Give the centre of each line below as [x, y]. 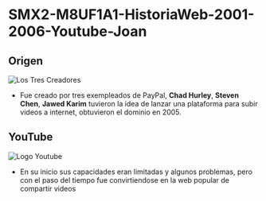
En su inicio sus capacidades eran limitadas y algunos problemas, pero [136, 172]
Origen [26, 61]
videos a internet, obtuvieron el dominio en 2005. [100, 112]
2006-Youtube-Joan [78, 31]
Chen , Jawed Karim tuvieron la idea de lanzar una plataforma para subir [139, 104]
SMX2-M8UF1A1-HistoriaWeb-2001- [131, 15]
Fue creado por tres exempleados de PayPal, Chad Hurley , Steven [129, 95]
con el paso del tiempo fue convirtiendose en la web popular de [124, 180]
